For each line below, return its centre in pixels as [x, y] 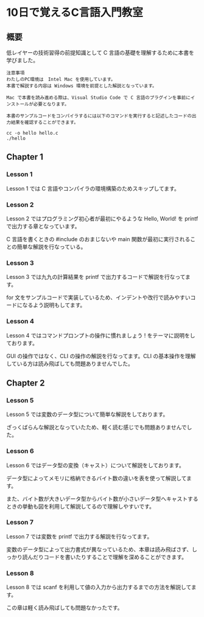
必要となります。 [51, 104]
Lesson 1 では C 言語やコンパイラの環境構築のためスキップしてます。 [93, 188]
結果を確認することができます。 [45, 122]
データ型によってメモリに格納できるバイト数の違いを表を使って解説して [97, 478]
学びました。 [22, 60]
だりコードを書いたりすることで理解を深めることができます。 [110, 557]
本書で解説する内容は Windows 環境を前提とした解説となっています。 [82, 86]
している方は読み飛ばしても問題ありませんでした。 [70, 364]
